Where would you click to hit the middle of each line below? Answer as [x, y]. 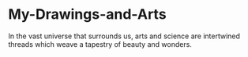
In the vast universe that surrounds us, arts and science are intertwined [124, 36]
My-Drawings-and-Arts [88, 14]
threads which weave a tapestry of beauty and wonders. [100, 44]
